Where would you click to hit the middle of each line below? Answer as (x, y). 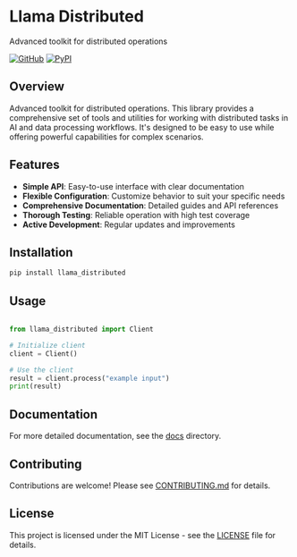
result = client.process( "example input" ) (89, 378)
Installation (41, 252)
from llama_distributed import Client (81, 329)
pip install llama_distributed (68, 273)
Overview (37, 87)
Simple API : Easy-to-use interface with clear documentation (133, 186)
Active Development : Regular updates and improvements (128, 224)
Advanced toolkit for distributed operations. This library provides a (132, 108)
